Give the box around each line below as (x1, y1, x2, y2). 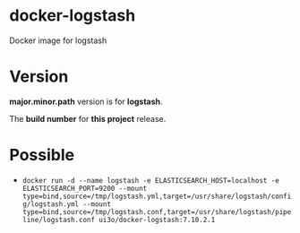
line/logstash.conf (21, 215, 96, 224)
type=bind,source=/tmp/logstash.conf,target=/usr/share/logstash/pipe (21, 207, 292, 216)
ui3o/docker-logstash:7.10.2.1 (98, 215, 216, 224)
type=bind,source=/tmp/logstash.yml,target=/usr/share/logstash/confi (21, 192, 292, 201)
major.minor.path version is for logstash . (9, 96, 163, 107)
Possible (9, 145, 74, 166)
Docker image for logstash (9, 35, 107, 46)
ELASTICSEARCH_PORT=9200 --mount (21, 184, 148, 193)
